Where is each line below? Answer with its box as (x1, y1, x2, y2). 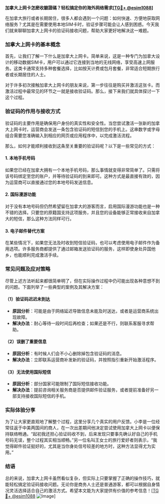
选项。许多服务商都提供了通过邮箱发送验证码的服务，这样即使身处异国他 (9, 246, 156, 252)
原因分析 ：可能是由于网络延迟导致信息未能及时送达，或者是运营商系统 (12, 308, 155, 314)
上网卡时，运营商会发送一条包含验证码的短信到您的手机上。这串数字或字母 (9, 126, 160, 132)
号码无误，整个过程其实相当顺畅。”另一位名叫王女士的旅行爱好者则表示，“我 (5, 437, 158, 443)
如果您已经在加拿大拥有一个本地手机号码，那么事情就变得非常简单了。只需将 (5, 167, 160, 173)
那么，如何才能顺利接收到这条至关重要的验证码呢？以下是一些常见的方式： (5, 143, 156, 149)
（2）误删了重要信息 (5, 338, 47, 344)
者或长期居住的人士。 (5, 71, 48, 78)
